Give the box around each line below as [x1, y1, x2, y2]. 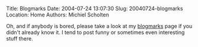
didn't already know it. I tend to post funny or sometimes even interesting [6, 29, 185, 36]
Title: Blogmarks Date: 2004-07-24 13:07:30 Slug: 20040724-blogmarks [6, 5, 183, 12]
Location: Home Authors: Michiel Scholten [6, 11, 110, 18]
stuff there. [6, 35, 34, 42]
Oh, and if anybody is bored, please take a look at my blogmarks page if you [6, 23, 193, 29]
